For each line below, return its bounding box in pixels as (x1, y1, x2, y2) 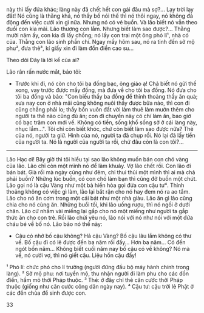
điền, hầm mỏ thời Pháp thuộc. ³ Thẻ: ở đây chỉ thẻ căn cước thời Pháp (6, 276, 183, 283)
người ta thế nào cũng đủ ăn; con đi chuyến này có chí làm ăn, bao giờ (15, 113, 191, 119)
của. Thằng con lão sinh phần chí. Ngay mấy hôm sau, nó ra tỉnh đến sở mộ (6, 38, 195, 45)
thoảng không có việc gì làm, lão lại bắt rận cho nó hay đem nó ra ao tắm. (6, 188, 190, 195)
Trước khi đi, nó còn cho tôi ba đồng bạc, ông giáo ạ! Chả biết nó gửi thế (15, 80, 197, 87)
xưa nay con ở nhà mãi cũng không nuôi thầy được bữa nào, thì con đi (15, 99, 190, 107)
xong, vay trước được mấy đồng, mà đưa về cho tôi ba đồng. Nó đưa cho (15, 86, 197, 94)
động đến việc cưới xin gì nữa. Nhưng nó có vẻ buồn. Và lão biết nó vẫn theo (6, 19, 198, 26)
